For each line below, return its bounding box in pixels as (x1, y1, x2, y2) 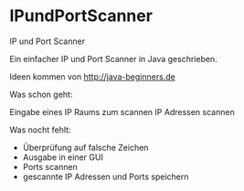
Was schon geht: (9, 89, 73, 100)
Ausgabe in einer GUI (22, 152, 103, 163)
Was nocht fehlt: (9, 124, 71, 135)
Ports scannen (22, 161, 78, 172)
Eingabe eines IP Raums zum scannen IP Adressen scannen (9, 106, 235, 117)
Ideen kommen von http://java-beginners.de (9, 70, 175, 82)
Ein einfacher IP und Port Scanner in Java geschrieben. (9, 53, 217, 64)
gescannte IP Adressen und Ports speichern (22, 171, 189, 182)
